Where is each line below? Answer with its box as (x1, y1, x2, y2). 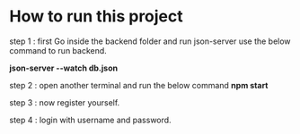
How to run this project (9, 6, 184, 27)
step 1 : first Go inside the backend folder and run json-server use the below (9, 36, 291, 46)
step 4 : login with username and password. (9, 114, 172, 125)
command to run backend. (9, 45, 108, 55)
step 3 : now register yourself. (9, 96, 120, 108)
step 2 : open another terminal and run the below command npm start (9, 80, 269, 90)
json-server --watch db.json (9, 63, 119, 73)
